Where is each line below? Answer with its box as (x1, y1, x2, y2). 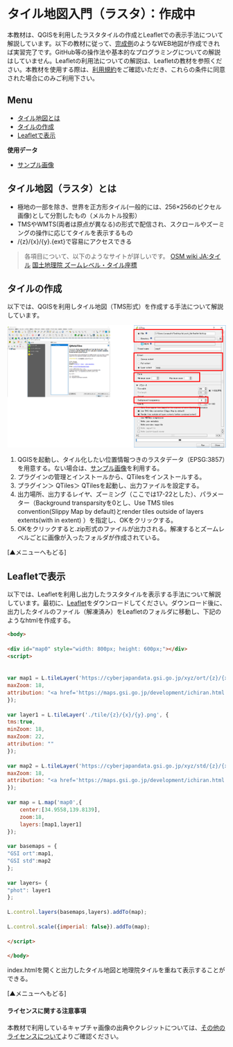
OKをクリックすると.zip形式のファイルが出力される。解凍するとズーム (17, 525, 219, 533)
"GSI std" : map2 (7, 858, 51, 865)
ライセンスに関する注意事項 (7, 1006, 87, 1014)
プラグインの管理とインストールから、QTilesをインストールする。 (17, 473, 206, 481)
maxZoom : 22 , (7, 733, 45, 741)
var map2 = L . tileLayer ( (7, 762, 79, 770)
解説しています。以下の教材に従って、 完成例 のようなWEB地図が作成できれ (7, 39, 221, 47)
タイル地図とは (17, 114, 60, 122)
